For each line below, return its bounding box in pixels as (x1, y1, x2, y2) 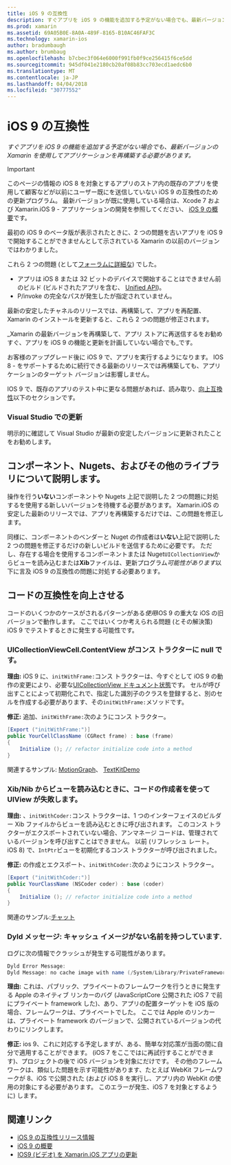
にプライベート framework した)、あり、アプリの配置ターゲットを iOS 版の (7, 999, 219, 1008)
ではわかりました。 (7, 246, 62, 254)
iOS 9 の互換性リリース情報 (16, 1133, 95, 1142)
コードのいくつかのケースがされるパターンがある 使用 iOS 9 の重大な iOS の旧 (7, 608, 224, 617)
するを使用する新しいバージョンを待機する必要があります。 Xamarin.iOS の (7, 501, 220, 509)
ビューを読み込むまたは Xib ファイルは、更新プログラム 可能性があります (12, 559, 216, 567)
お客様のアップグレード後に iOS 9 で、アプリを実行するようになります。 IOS (7, 353, 223, 361)
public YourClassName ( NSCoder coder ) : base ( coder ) (7, 880, 165, 888)
